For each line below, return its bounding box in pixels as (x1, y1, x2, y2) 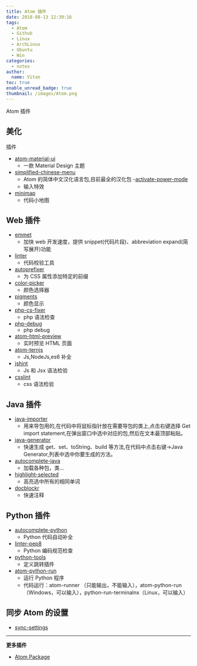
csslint (14, 374, 31, 381)
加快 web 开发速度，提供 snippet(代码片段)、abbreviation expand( (23, 238, 184, 245)
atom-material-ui (14, 155, 56, 162)
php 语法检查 (23, 314, 55, 321)
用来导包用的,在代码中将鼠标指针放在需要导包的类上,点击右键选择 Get (23, 422, 191, 429)
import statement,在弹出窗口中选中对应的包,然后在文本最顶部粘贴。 (23, 430, 186, 437)
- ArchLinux (11, 42, 41, 48)
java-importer (14, 415, 48, 422)
